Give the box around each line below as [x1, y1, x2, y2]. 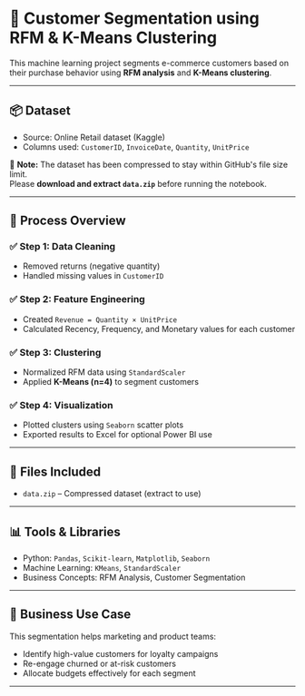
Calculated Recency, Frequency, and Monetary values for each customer [22, 323, 296, 334]
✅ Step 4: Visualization [9, 398, 113, 411]
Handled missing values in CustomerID [22, 270, 164, 281]
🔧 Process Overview [9, 213, 126, 229]
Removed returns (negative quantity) [22, 260, 161, 271]
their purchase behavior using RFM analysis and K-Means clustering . [9, 67, 272, 78]
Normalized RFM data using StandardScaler [22, 367, 186, 377]
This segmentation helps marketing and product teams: [9, 631, 216, 642]
